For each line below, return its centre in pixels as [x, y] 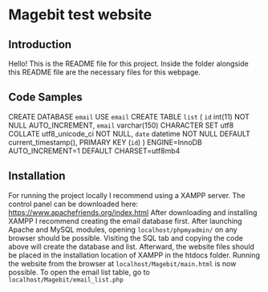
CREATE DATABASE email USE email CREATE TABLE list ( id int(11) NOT [129, 116]
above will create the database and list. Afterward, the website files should [132, 246]
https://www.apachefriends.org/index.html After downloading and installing [133, 212]
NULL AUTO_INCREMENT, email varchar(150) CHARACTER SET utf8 [121, 125]
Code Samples [45, 97]
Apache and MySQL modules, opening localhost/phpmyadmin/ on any [123, 229]
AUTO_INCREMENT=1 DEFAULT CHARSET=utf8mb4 [94, 151]
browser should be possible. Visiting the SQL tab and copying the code [126, 237]
